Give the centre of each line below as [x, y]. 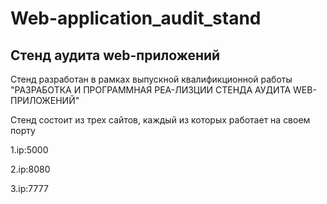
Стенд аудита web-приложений [115, 55]
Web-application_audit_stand [136, 18]
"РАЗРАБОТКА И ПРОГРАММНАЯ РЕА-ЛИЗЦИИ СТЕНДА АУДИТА [151, 90]
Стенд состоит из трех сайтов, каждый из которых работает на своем [160, 120]
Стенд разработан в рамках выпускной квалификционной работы [151, 79]
